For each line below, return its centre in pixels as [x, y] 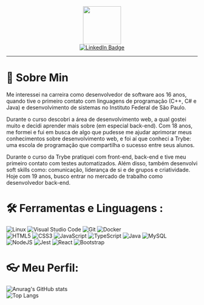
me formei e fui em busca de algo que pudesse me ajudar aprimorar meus [99, 132]
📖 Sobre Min [37, 78]
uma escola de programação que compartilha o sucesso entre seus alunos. [100, 145]
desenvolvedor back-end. [39, 182]
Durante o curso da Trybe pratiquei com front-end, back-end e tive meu [96, 157]
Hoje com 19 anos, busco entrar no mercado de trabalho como [84, 176]
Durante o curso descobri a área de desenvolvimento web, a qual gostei [96, 119]
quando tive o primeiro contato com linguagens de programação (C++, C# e [101, 101]
